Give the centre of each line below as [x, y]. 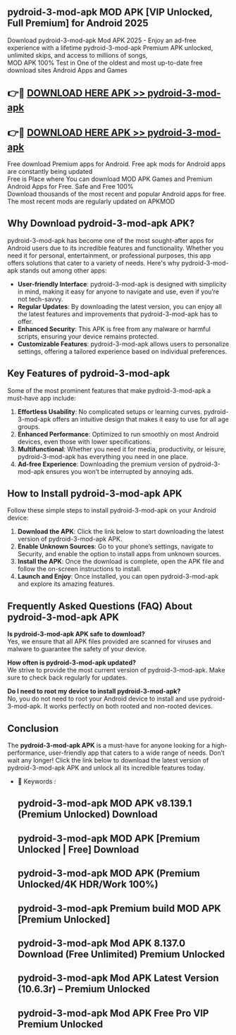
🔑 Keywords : [37, 782]
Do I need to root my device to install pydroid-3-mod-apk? [94, 691]
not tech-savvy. [40, 299]
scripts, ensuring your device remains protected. [88, 336]
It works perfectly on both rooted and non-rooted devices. [128, 706]
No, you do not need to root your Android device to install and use [103, 699]
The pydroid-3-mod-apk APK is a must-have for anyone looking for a [109, 746]
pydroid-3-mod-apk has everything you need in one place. [103, 456]
